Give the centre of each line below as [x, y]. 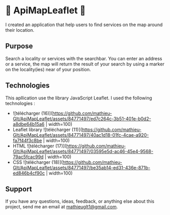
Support [19, 189]
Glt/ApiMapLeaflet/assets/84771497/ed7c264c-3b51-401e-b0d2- [82, 119]
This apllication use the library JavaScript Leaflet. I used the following [79, 98]
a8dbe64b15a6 [28, 124]
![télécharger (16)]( [33, 113]
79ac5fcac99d [28, 157]
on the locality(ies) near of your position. [48, 69]
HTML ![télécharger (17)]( [39, 146]
